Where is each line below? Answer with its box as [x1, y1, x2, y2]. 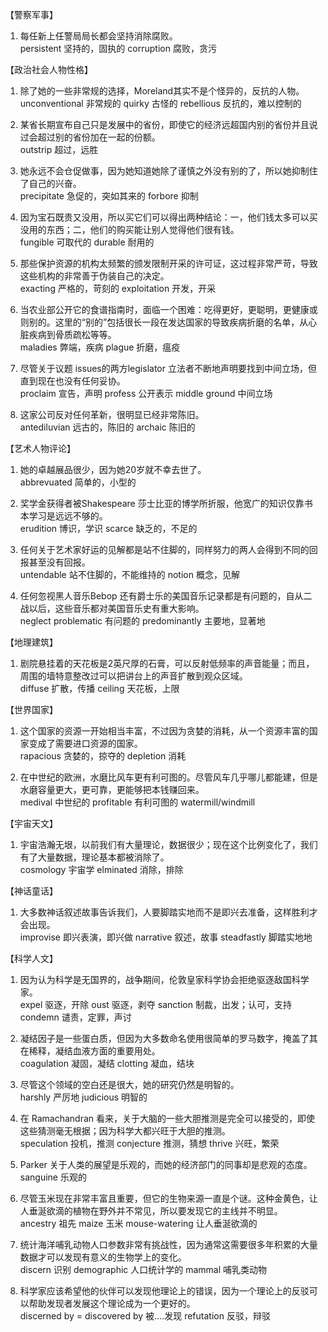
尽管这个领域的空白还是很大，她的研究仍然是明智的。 [19, 1079, 240, 1090]
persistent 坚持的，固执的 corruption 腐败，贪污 [19, 43, 217, 54]
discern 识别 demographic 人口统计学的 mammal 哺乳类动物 [19, 1264, 268, 1275]
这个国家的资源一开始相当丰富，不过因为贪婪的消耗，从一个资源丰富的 [19, 725, 310, 737]
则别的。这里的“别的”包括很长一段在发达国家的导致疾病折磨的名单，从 [19, 316, 309, 328]
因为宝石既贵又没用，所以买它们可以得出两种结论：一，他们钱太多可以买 [19, 211, 318, 223]
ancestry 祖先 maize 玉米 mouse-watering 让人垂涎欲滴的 [19, 1218, 258, 1229]
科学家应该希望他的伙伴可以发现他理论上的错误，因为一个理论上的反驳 [19, 1285, 310, 1297]
